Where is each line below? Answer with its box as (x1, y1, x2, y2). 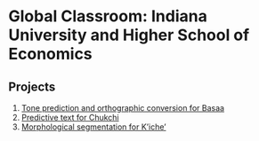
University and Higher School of (8, 25, 250, 45)
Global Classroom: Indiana (8, 6, 208, 27)
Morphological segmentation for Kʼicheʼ (20, 121, 166, 132)
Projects (8, 79, 56, 94)
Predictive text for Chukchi (20, 113, 119, 122)
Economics (8, 44, 93, 64)
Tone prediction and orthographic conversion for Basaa (20, 103, 224, 113)
